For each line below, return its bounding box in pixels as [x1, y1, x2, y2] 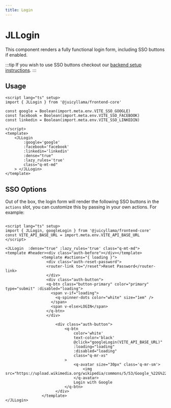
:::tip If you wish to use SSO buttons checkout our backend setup [5, 62, 141, 68]
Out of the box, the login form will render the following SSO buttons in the [5, 198, 159, 205]
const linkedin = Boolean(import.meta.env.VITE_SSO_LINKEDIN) [5, 118, 140, 123]
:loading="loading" [73, 344, 115, 349]
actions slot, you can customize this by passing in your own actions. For [5, 204, 157, 210]
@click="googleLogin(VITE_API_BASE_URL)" [73, 340, 163, 345]
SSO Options [5, 185, 47, 194]
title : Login [5, 7, 33, 13]
